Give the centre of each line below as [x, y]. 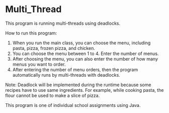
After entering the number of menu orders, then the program [75, 70]
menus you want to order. [39, 64]
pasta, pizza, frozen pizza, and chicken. [54, 48]
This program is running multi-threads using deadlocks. [63, 23]
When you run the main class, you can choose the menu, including [81, 43]
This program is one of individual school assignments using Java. [73, 105]
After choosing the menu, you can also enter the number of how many [85, 59]
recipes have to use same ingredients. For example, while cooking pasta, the [84, 90]
